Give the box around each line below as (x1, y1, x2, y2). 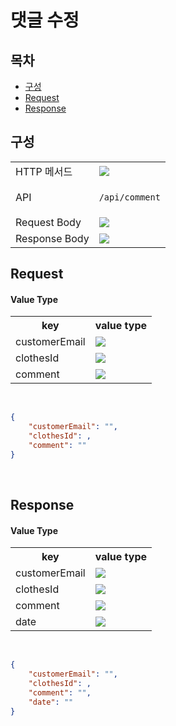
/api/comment (98, 191, 161, 203)
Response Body (15, 231, 90, 245)
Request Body (15, 215, 82, 229)
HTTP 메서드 (15, 164, 73, 178)
